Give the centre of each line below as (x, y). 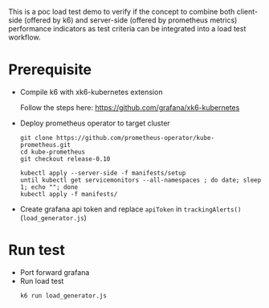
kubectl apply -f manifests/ (69, 194)
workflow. (24, 37)
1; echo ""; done (49, 187)
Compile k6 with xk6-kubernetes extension (91, 92)
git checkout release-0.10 (65, 159)
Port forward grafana (55, 272)
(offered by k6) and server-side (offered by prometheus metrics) (130, 20)
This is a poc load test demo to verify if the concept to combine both (122, 12)
